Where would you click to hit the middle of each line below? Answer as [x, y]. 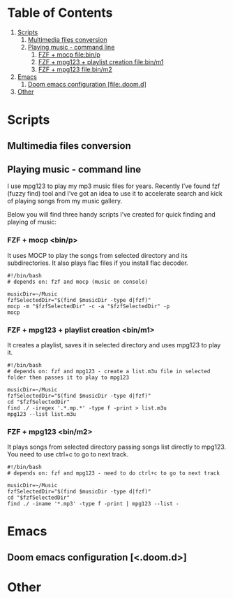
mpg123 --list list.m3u [42, 414]
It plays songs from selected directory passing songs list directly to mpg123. [117, 447]
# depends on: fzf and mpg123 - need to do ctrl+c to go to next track [113, 473]
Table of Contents [60, 13]
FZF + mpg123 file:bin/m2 [75, 69]
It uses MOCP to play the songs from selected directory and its [98, 255]
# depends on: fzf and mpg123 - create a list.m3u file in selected [109, 371]
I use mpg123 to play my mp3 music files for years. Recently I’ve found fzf [114, 186]
